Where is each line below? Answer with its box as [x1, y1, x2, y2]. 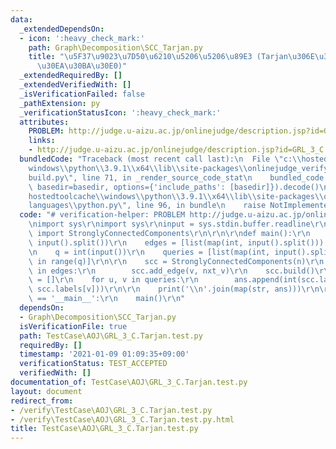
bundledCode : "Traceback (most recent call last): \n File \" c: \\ [19, 154, 302, 164]
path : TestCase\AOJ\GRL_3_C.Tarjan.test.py [19, 331, 203, 341]
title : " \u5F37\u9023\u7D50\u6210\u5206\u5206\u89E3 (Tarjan [28, 52, 288, 62]
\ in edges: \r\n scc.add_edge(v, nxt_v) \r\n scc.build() [28, 266, 315, 276]
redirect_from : [10, 396, 74, 406]
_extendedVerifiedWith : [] [19, 80, 132, 90]
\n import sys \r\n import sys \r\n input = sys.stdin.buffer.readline [28, 219, 311, 230]
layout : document [10, 386, 83, 396]
